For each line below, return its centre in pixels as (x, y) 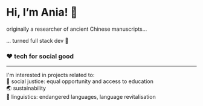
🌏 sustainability (26, 88)
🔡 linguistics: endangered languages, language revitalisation (81, 97)
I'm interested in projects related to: (50, 75)
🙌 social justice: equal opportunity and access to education (80, 81)
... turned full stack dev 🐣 (37, 40)
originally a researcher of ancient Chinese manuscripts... (77, 29)
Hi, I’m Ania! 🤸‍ (42, 12)
